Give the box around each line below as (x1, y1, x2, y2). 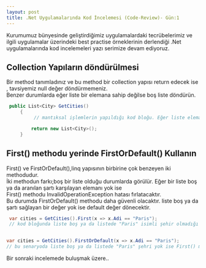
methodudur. (6, 171, 39, 178)
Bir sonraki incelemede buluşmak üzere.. (6, 255, 109, 262)
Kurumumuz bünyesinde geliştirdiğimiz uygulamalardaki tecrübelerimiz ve (6, 31, 193, 39)
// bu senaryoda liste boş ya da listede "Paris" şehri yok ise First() (6, 244, 196, 250)
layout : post (6, 9, 40, 15)
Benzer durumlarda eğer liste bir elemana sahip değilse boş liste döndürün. (6, 91, 196, 99)
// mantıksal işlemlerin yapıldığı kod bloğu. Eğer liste (33, 114, 185, 121)
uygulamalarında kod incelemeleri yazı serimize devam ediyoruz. (6, 44, 170, 52)
